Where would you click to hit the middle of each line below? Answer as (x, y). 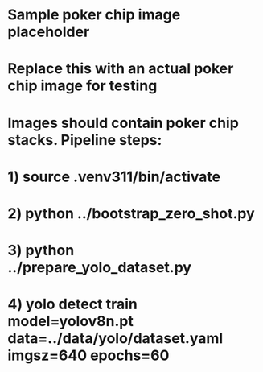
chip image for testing (82, 86)
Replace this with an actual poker (121, 69)
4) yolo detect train (72, 304)
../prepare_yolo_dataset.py (100, 268)
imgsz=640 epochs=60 (88, 355)
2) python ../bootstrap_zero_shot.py (131, 213)
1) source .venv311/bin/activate (114, 177)
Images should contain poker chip (123, 123)
